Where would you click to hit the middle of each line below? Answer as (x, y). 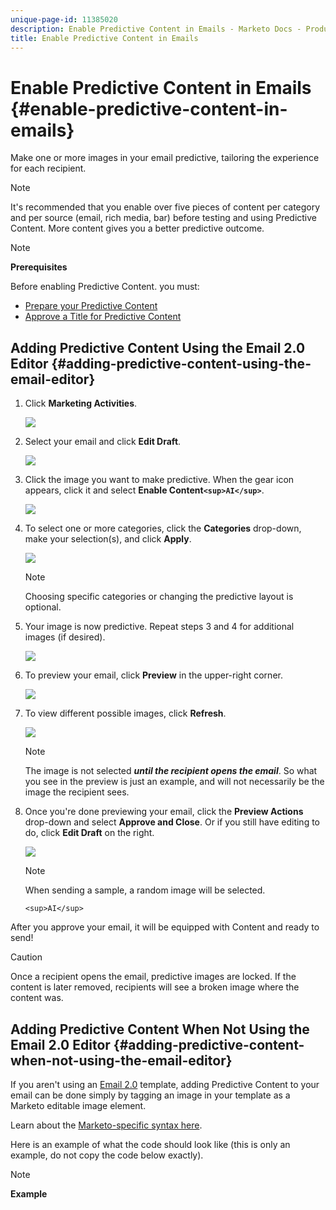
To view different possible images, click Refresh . (125, 713)
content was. (37, 998)
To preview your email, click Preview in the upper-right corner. (153, 675)
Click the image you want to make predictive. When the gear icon (159, 480)
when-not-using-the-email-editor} (121, 1060)
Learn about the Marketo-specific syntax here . (106, 1125)
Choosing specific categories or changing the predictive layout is (159, 597)
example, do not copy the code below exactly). (107, 1155)
